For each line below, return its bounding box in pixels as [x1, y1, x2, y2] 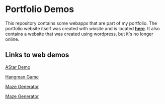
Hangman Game [5, 74, 39, 80]
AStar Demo [5, 64, 31, 70]
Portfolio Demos [5, 4, 74, 15]
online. [5, 36, 19, 42]
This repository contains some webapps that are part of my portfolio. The [5, 20, 157, 26]
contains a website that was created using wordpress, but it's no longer [5, 31, 153, 37]
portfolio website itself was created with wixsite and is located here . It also [5, 25, 160, 31]
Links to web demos [5, 51, 69, 59]
